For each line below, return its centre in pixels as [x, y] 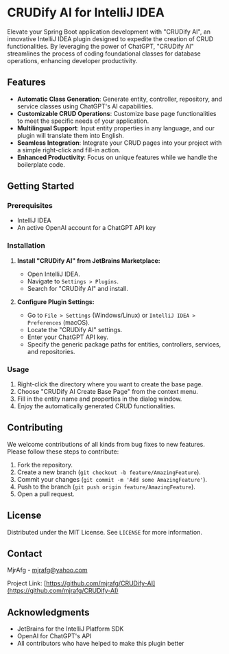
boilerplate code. [41, 164]
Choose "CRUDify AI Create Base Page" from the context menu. [108, 392]
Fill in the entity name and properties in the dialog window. [99, 399]
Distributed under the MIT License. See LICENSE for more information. [105, 532]
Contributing [35, 428]
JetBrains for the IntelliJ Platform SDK [70, 629]
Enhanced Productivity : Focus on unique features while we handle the [117, 157]
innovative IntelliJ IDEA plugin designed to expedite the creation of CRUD [110, 38]
